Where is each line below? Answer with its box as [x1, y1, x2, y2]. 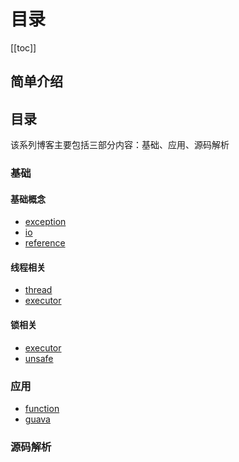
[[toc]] [10, 41, 37, 54]
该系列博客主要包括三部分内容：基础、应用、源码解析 [10, 139, 230, 151]
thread [24, 284, 53, 296]
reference [24, 237, 66, 249]
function [24, 402, 60, 414]
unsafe [24, 352, 54, 364]
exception [24, 216, 67, 228]
